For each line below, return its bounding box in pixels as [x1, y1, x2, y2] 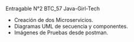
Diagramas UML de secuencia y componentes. [14, 23, 128, 30]
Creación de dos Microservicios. [14, 17, 94, 23]
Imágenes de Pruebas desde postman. [14, 29, 109, 36]
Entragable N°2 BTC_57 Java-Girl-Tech [5, 5, 100, 12]
